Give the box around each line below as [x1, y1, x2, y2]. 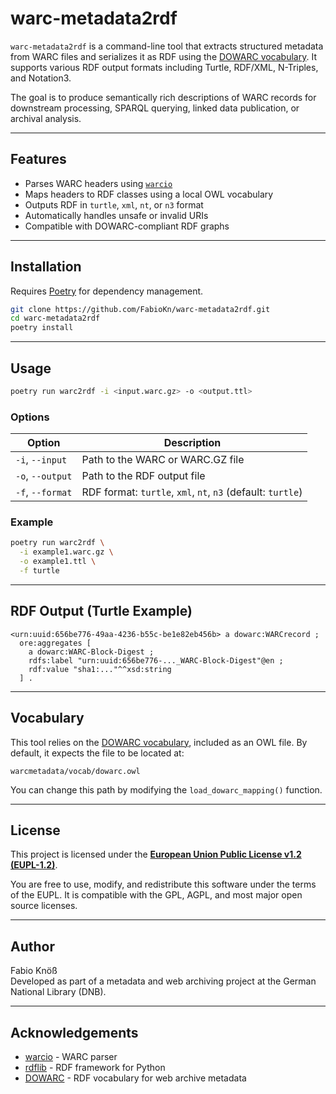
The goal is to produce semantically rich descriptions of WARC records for [10, 91, 317, 103]
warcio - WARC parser [24, 1051, 118, 1063]
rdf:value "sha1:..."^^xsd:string [28, 664, 172, 674]
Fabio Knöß [10, 965, 58, 977]
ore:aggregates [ [19, 638, 92, 648]
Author [10, 938, 55, 955]
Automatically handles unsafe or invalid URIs [24, 209, 209, 221]
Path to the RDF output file [81, 469, 206, 483]
